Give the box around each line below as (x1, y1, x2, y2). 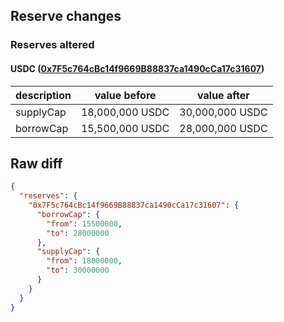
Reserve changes (10, 8, 122, 25)
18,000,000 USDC (80, 105, 170, 119)
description (15, 88, 72, 102)
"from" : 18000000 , (46, 256, 123, 266)
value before (94, 88, 157, 102)
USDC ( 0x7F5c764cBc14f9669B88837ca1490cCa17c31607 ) (10, 62, 265, 74)
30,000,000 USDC (179, 105, 268, 119)
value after (197, 88, 250, 102)
